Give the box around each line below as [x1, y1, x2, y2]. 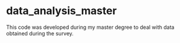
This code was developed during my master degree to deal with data [6, 24, 175, 31]
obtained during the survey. [6, 29, 74, 37]
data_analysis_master [6, 4, 117, 18]
